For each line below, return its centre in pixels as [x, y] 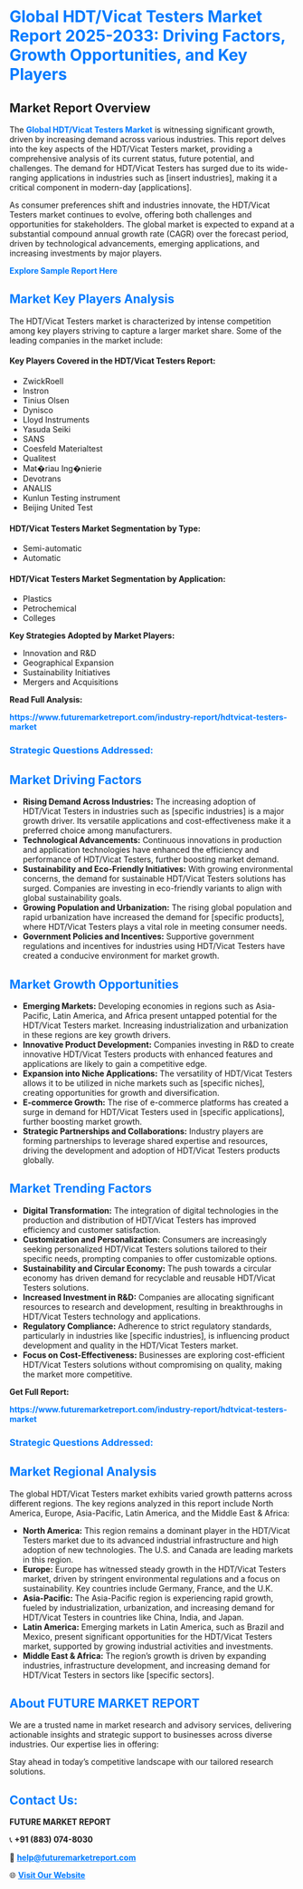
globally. [38, 1160]
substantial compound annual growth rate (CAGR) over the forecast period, [149, 234]
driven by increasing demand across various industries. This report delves [148, 139]
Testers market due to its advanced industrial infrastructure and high [150, 1540]
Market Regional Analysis [83, 1472]
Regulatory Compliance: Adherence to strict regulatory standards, [147, 1326]
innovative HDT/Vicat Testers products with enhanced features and [147, 1054]
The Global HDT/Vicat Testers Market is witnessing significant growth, [142, 130]
